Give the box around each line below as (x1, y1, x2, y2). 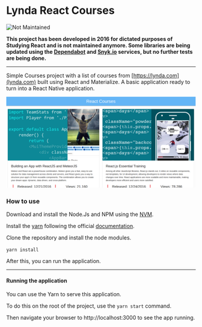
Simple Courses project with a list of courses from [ (6, 72, 134, 79)
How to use (6, 197, 40, 206)
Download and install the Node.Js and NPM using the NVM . (6, 211, 154, 218)
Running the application (6, 277, 67, 284)
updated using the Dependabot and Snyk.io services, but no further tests (6, 48, 193, 55)
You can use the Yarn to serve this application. (6, 290, 121, 297)
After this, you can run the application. (6, 258, 101, 265)
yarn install (6, 247, 39, 253)
